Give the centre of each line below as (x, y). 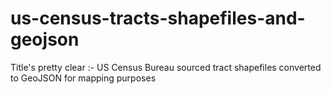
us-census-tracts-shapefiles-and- (158, 18)
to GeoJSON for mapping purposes (83, 78)
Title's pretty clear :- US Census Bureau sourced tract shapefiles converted (166, 67)
